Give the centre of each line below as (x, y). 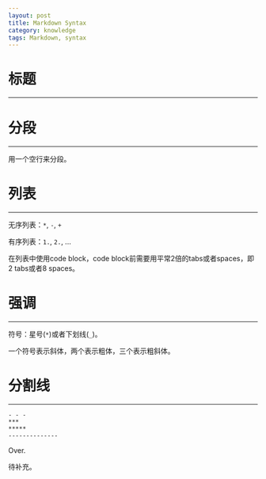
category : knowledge (42, 30)
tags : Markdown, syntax (47, 38)
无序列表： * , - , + (35, 225)
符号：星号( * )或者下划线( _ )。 (55, 334)
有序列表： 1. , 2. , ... (40, 241)
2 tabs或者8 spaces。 (44, 268)
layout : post (30, 15)
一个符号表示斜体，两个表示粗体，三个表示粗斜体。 (91, 351)
